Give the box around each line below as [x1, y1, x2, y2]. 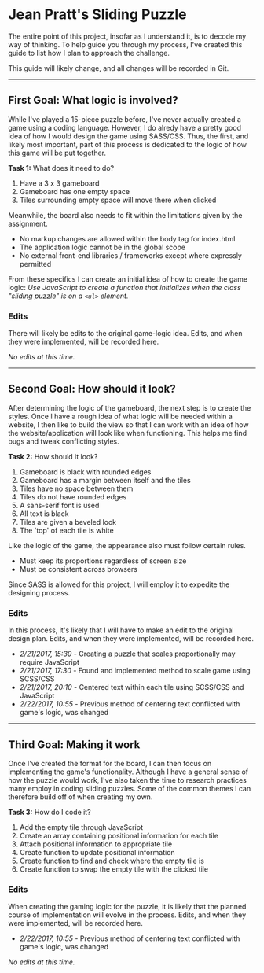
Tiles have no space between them [19, 484, 134, 493]
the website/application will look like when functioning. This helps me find [8, 428, 247, 437]
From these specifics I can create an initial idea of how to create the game [8, 274, 248, 284]
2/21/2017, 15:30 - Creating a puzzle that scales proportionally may [19, 649, 236, 658]
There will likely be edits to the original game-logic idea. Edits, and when [8, 329, 243, 338]
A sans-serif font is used [19, 500, 100, 510]
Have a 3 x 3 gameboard [19, 179, 100, 188]
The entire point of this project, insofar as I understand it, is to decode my [8, 31, 247, 41]
